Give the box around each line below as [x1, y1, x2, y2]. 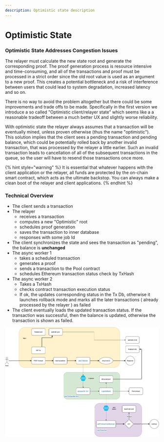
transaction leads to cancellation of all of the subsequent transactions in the [5, 150, 158, 156]
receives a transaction [19, 214, 64, 220]
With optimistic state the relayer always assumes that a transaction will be [5, 124, 154, 130]
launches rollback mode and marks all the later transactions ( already [19, 297, 159, 303]
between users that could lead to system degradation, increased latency [5, 84, 150, 90]
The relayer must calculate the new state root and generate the [5, 58, 132, 64]
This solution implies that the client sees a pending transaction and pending [5, 134, 157, 140]
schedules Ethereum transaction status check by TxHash [19, 271, 134, 277]
